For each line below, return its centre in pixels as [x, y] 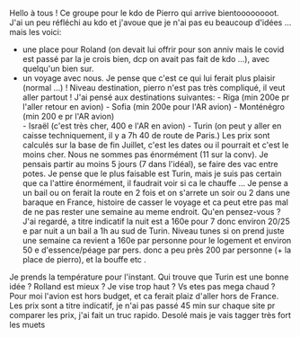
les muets [27, 324]
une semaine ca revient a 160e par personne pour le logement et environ [157, 240]
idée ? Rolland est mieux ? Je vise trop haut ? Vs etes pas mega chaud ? [142, 286]
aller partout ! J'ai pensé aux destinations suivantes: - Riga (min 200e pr [156, 97]
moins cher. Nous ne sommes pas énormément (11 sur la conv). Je [145, 155]
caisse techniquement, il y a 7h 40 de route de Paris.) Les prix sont [146, 135]
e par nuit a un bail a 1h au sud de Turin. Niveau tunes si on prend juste [153, 231]
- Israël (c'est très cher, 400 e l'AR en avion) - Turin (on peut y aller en [152, 126]
